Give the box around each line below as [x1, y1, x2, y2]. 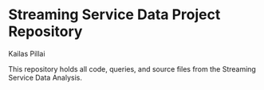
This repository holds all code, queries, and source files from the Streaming [8, 64, 257, 73]
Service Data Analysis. [8, 72, 82, 82]
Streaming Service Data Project [8, 6, 221, 24]
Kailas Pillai [8, 49, 45, 58]
